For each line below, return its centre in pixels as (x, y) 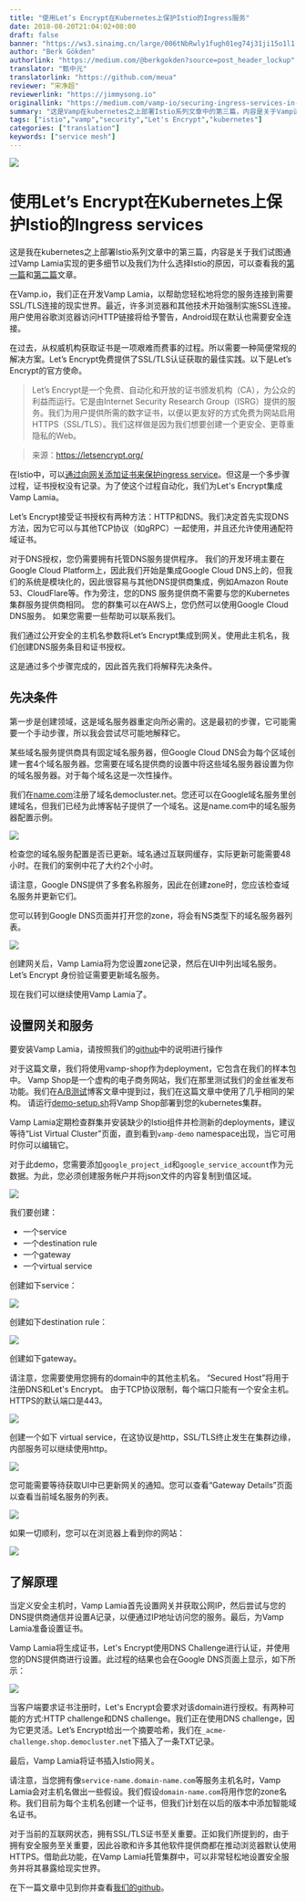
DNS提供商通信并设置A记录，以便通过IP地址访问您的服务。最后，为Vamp (147, 1617)
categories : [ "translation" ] (65, 129)
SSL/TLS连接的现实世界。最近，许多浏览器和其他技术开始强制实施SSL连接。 (153, 305)
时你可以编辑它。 (41, 1145)
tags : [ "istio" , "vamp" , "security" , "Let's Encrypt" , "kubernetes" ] (136, 120)
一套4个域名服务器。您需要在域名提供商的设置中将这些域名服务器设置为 (152, 763)
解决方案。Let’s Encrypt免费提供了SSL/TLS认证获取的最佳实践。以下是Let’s (151, 359)
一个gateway (46, 1255)
